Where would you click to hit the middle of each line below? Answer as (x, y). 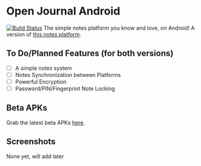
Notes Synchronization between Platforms (68, 75)
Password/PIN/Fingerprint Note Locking (65, 88)
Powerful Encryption (41, 81)
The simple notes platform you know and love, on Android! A (119, 28)
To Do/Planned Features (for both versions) (90, 54)
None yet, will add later (35, 156)
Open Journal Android (63, 11)
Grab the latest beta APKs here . (46, 122)
